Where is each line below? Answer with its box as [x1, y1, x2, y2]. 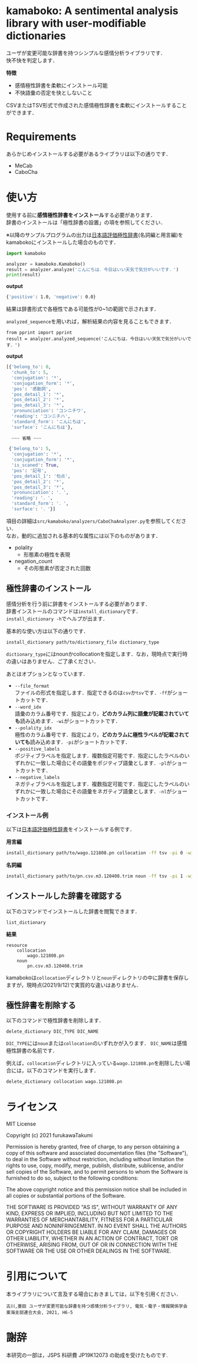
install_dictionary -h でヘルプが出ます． [6, 615, 108, 622]
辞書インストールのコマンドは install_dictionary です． [6, 607, 141, 615]
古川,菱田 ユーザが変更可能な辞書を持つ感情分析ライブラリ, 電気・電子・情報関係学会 [6, 1303, 188, 1309]
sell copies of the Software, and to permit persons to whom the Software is [6, 1168, 189, 1175]
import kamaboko [6, 250, 46, 256]
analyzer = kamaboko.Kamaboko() [6, 261, 85, 267]
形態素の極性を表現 [23, 551, 71, 558]
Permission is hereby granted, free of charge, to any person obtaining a [6, 1143, 180, 1150]
